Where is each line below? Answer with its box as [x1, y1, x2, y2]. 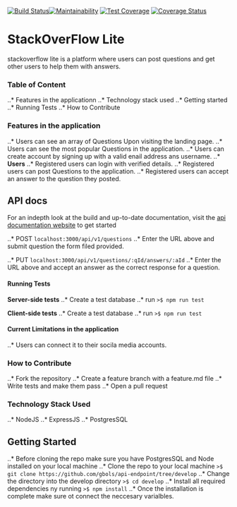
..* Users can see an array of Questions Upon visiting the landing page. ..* [7, 137, 223, 145]
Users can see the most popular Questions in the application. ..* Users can [7, 145, 224, 153]
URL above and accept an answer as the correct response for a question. [7, 263, 220, 271]
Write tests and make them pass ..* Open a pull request [7, 381, 168, 391]
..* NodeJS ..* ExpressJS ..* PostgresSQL [7, 415, 128, 424]
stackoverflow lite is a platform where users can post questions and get [7, 54, 215, 63]
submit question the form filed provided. [7, 242, 125, 250]
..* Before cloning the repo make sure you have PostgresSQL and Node [7, 455, 214, 463]
